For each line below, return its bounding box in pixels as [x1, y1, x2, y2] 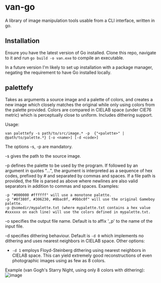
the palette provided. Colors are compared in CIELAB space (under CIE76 [5, 106, 152, 113]
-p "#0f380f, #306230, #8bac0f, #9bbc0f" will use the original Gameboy [5, 196, 155, 202]
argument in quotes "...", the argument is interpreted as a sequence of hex [5, 167, 153, 174]
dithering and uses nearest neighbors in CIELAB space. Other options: [5, 238, 145, 244]
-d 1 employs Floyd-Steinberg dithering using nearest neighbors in [12, 247, 146, 253]
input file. [5, 223, 24, 229]
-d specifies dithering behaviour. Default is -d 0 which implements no [5, 232, 144, 238]
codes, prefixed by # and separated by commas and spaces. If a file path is [5, 173, 156, 178]
